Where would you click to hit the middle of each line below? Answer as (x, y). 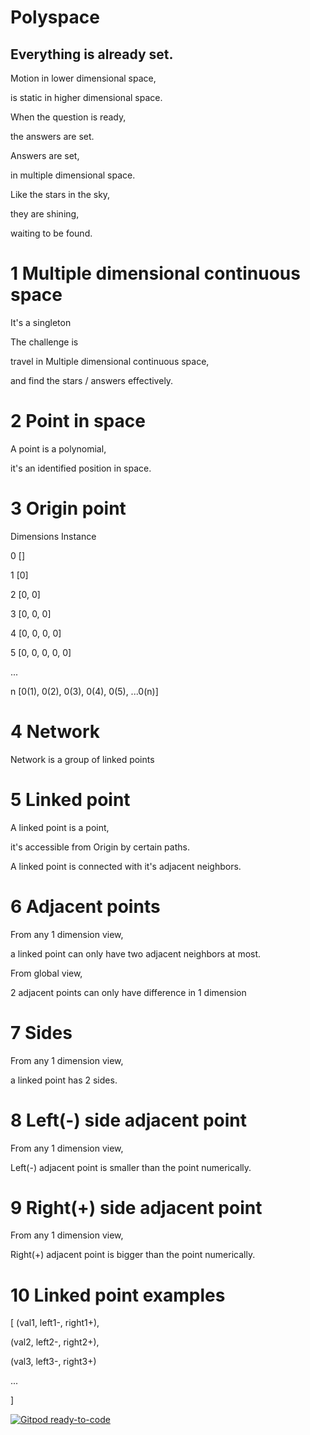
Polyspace (55, 17)
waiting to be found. (51, 233)
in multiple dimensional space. (73, 175)
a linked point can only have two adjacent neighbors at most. (136, 953)
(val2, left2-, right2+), (55, 1342)
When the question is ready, (68, 117)
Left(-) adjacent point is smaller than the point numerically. (131, 1167)
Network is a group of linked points (82, 759)
